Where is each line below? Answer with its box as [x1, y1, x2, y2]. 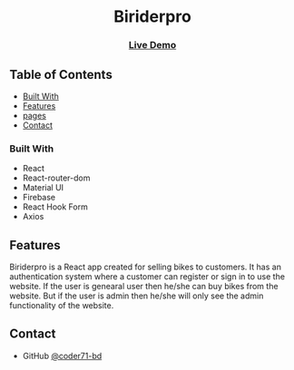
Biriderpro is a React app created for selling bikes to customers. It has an [9, 261, 281, 273]
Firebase [22, 192, 56, 203]
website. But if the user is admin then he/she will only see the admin [9, 290, 264, 301]
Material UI [22, 182, 64, 193]
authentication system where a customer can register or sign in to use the [9, 271, 286, 282]
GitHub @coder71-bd [22, 350, 103, 361]
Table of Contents [9, 66, 113, 83]
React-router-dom [22, 172, 91, 183]
